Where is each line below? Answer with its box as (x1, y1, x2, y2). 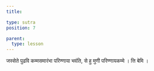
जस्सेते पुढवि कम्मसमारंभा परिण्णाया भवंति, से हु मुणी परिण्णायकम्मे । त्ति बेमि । (6, 57, 149, 64)
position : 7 (6, 25, 36, 31)
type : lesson (11, 41, 44, 47)
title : (6, 8, 23, 15)
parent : (6, 35, 25, 41)
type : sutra (6, 19, 36, 25)
